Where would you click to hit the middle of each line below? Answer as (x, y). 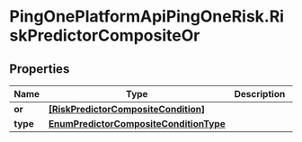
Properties (40, 69)
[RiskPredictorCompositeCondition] (126, 109)
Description (260, 94)
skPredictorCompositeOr (105, 35)
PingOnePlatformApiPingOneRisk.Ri (147, 17)
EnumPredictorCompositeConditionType (137, 124)
